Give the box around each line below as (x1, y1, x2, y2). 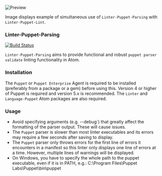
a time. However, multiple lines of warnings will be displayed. (12, 150, 135, 156)
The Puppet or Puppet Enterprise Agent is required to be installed (5, 80, 137, 86)
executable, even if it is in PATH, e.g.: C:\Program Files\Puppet (12, 160, 138, 166)
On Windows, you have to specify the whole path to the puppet (12, 155, 140, 160)
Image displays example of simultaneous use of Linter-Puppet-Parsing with (5, 14, 158, 19)
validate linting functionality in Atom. (5, 57, 80, 63)
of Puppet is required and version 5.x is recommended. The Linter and (5, 90, 148, 96)
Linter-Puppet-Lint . (5, 19, 46, 25)
